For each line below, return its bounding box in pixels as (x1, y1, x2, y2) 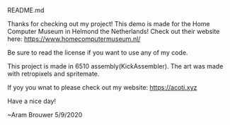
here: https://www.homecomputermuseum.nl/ (7, 35, 141, 43)
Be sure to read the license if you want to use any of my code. (7, 49, 188, 56)
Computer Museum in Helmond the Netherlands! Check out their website (7, 28, 220, 35)
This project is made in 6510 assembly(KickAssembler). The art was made (7, 62, 224, 70)
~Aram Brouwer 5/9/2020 (7, 111, 83, 119)
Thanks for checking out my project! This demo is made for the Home (7, 20, 210, 28)
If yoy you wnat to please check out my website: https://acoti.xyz (7, 83, 197, 91)
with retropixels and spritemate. (7, 70, 100, 78)
